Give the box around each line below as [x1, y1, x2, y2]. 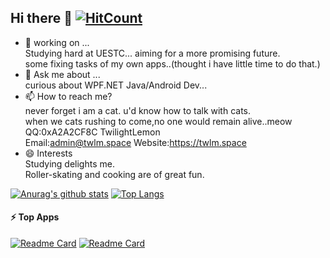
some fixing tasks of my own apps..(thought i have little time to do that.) [24, 57, 321, 70]
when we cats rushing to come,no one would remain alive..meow [24, 115, 293, 127]
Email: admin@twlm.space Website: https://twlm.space [24, 136, 247, 148]
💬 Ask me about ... [24, 68, 101, 80]
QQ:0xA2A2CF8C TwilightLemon [24, 126, 161, 138]
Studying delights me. [24, 157, 115, 170]
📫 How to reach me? [24, 90, 113, 102]
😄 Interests [24, 147, 73, 159]
